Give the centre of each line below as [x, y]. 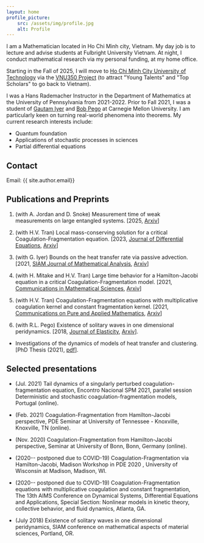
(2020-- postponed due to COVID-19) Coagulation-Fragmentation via [102, 458]
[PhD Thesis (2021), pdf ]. [47, 350]
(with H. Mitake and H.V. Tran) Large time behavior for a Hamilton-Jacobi [107, 275]
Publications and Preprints [58, 200]
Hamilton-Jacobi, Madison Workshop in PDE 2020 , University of [96, 464]
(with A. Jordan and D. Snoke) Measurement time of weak [88, 214]
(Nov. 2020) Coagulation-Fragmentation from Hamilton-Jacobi [93, 439]
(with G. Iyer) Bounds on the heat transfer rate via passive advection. [101, 257]
